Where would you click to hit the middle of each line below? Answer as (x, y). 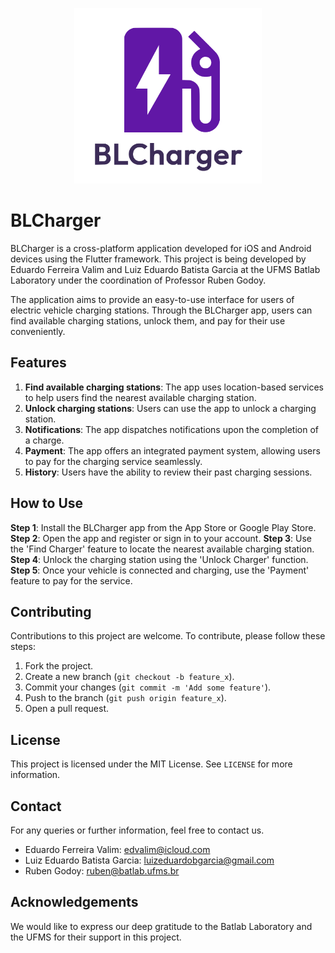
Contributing (51, 611)
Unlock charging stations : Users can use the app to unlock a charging (170, 408)
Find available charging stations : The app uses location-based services (174, 387)
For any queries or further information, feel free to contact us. (137, 830)
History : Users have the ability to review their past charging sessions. (168, 472)
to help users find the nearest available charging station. (140, 397)
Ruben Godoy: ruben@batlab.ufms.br (102, 870)
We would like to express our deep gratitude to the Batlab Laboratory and (161, 926)
